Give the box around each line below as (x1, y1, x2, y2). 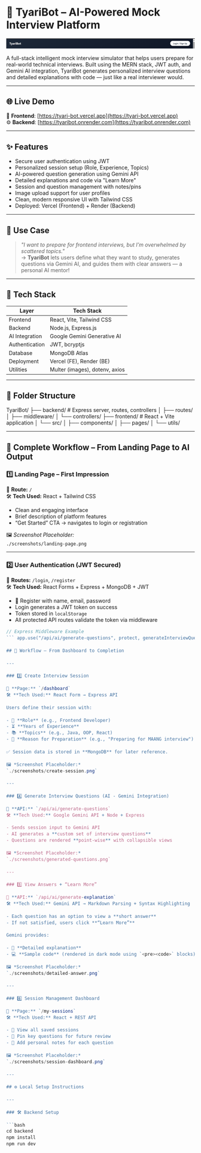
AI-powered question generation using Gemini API (14, 170, 139, 177)
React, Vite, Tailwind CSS (50, 316, 112, 323)
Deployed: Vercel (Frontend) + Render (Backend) (14, 202, 136, 209)
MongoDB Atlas (50, 349, 89, 356)
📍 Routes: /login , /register (6, 577, 76, 584)
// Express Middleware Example (6, 629, 84, 635)
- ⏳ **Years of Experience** (6, 724, 80, 730)
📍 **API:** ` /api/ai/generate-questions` (6, 806, 111, 812)
